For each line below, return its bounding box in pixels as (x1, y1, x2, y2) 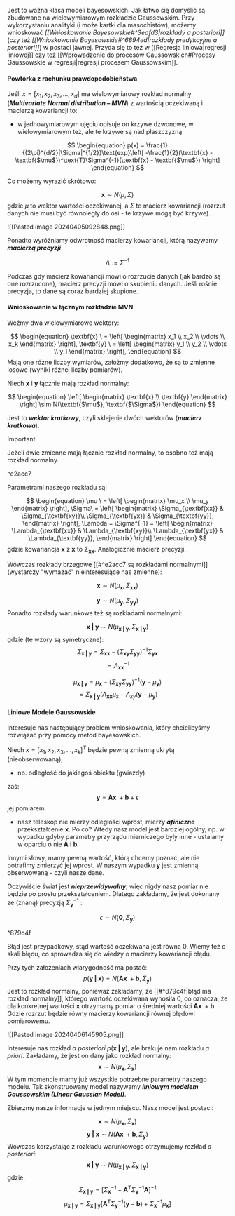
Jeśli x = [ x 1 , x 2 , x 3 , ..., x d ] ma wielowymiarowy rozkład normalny (7, 90, 192, 100)
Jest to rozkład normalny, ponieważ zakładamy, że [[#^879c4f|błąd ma (7, 987, 211, 995)
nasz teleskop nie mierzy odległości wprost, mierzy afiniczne (17, 817, 195, 826)
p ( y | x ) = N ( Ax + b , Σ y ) (83, 975, 152, 984)
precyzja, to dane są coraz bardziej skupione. (7, 287, 138, 295)
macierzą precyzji (7, 243, 62, 252)
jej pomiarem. (7, 803, 47, 813)
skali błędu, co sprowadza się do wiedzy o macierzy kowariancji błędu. (7, 950, 212, 958)
